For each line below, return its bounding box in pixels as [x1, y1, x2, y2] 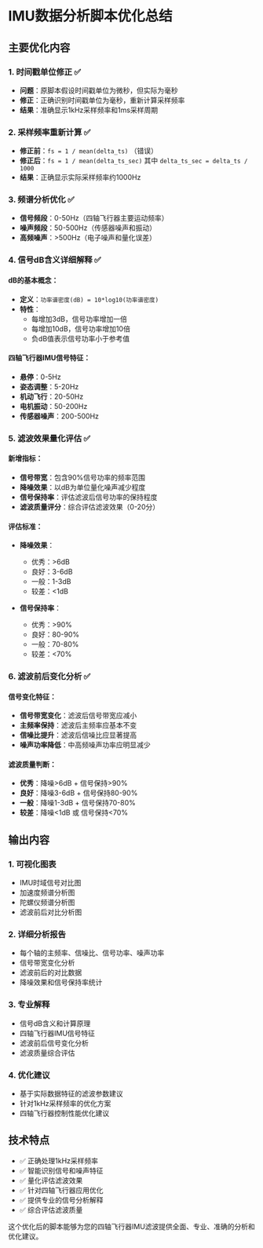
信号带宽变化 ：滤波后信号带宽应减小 [19, 711, 137, 721]
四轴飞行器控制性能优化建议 [19, 1108, 110, 1118]
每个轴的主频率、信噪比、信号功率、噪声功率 [19, 948, 165, 958]
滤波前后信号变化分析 [19, 1038, 89, 1048]
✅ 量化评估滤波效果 [19, 1175, 83, 1185]
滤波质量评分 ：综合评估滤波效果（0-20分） [19, 502, 159, 511]
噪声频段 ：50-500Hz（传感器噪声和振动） [19, 223, 157, 232]
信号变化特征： [8, 692, 57, 701]
